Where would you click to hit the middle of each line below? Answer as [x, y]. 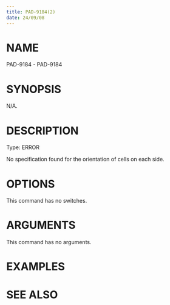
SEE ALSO [32, 294]
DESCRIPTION [42, 131]
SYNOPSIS [34, 89]
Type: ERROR [23, 147]
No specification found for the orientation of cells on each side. [86, 160]
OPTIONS [31, 184]
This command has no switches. [47, 201]
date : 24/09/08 [25, 18]
